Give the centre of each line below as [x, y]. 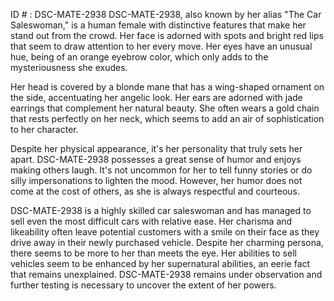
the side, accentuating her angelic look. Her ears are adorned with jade [156, 97]
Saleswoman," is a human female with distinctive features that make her [158, 25]
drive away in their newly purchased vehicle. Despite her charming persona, [167, 242]
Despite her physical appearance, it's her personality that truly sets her [156, 148]
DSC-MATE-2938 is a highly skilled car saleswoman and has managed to [161, 210]
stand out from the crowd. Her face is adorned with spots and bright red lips [167, 35]
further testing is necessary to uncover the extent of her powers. [143, 285]
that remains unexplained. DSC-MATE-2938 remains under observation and [166, 274]
